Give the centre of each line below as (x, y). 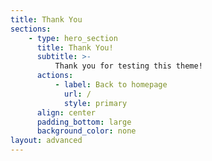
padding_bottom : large (84, 122)
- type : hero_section (73, 38)
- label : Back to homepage (111, 85)
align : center (66, 112)
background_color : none (86, 131)
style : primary (95, 103)
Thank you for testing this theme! (128, 66)
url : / (77, 94)
